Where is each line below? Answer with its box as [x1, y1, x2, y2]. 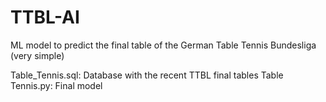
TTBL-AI [10, 6, 80, 29]
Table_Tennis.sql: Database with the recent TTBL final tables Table [10, 69, 284, 81]
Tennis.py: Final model [10, 79, 103, 91]
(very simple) [10, 49, 65, 61]
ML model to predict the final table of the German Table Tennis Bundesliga [10, 39, 317, 51]
